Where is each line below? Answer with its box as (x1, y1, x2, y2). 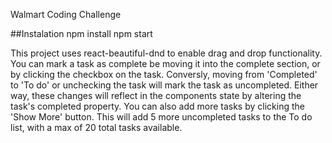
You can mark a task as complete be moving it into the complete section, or (10, 58, 321, 69)
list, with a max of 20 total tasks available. (10, 122, 183, 133)
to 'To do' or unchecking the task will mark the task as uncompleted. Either (10, 79, 319, 91)
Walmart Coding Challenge (10, 9, 122, 20)
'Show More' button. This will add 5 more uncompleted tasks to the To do (10, 111, 313, 123)
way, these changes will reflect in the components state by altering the (10, 90, 302, 101)
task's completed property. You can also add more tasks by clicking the (10, 100, 305, 112)
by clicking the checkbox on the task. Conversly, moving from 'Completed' (10, 69, 318, 80)
